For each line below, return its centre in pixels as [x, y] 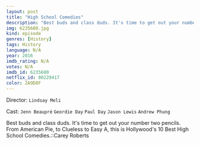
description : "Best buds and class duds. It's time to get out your [93, 22]
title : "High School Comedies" [45, 17]
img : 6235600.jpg [28, 28]
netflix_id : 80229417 [33, 78]
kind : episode [24, 34]
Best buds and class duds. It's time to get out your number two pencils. [93, 123]
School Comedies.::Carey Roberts [48, 136]
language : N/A [24, 50]
